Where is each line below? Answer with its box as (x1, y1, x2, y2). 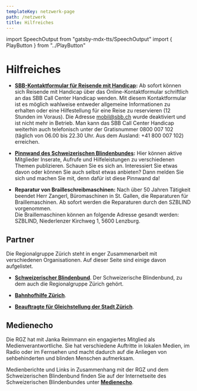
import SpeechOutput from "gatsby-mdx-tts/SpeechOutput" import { (6, 36, 172, 43)
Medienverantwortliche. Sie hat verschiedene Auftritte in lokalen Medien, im (6, 342, 190, 349)
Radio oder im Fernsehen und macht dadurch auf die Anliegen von (6, 348, 167, 355)
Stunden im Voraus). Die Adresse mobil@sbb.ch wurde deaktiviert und (14, 113, 186, 121)
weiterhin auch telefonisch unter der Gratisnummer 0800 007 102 (14, 126, 173, 133)
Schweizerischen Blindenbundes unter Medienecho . (6, 378, 134, 386)
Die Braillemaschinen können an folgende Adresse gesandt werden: (14, 211, 179, 218)
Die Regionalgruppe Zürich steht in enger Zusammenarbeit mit (6, 250, 158, 257)
